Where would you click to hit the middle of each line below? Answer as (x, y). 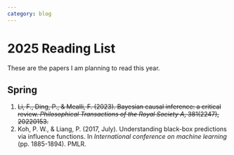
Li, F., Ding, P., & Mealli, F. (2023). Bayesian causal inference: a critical (119, 107)
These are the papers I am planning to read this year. (84, 68)
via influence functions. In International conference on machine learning (122, 137)
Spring (22, 89)
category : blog (30, 14)
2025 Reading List (61, 48)
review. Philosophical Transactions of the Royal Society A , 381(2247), (118, 114)
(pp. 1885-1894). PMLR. (52, 144)
